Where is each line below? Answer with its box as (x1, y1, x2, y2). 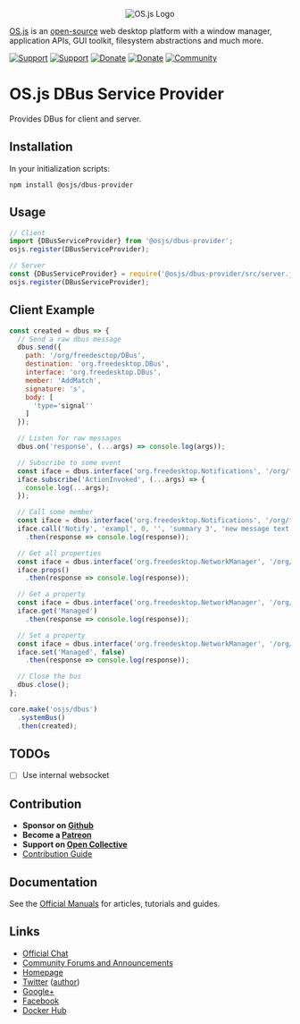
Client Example (9, 302, 96, 317)
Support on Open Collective (21, 839, 128, 850)
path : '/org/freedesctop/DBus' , (25, 351, 146, 360)
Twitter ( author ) (21, 976, 80, 987)
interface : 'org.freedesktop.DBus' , (25, 368, 162, 377)
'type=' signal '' (32, 401, 94, 410)
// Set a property (17, 630, 87, 639)
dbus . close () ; (17, 681, 70, 690)
